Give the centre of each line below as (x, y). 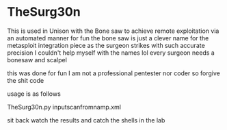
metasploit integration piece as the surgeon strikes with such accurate (106, 45)
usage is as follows (34, 94)
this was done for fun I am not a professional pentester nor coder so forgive (113, 73)
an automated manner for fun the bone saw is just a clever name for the (108, 38)
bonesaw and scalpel (37, 60)
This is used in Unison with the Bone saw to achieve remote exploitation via (113, 31)
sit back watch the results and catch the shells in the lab (86, 120)
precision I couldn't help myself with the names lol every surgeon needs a (111, 53)
